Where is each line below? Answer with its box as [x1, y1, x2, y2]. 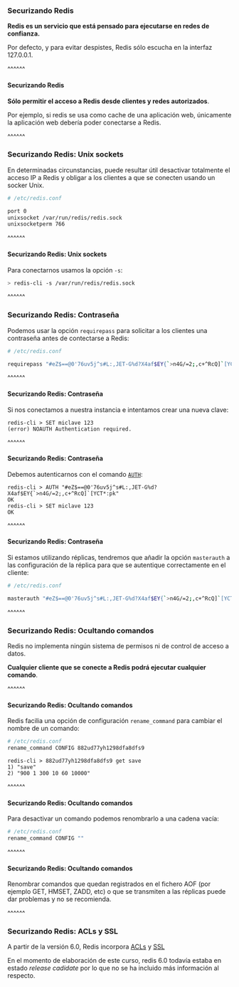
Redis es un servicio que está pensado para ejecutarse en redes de [7, 22, 210, 31]
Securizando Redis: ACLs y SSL [7, 927, 119, 936]
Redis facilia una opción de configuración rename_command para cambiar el [7, 717, 223, 725]
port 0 [7, 207, 27, 215]
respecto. [7, 971, 36, 980]
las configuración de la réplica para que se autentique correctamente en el [7, 561, 226, 569]
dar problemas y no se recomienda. [7, 895, 112, 904]
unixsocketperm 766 [7, 221, 65, 228]
